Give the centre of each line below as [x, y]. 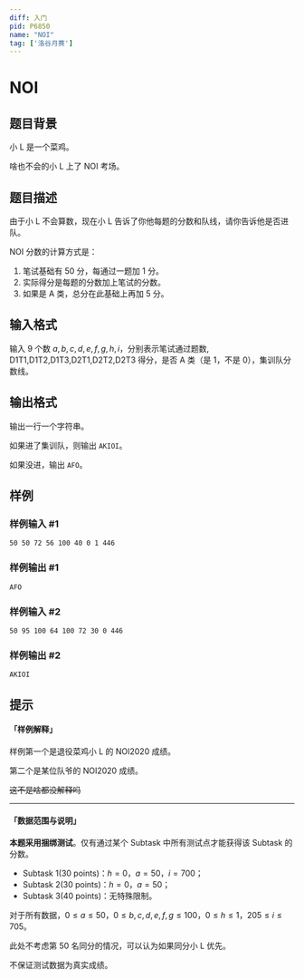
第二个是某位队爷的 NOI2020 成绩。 [76, 771]
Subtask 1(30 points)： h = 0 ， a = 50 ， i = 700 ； [113, 873]
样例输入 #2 [35, 611]
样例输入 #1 [34, 524]
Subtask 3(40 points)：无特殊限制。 [90, 896]
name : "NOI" [32, 34]
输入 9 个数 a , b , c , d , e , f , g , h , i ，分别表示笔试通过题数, [109, 348]
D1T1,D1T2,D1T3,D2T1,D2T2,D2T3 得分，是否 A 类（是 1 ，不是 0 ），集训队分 [151, 360]
